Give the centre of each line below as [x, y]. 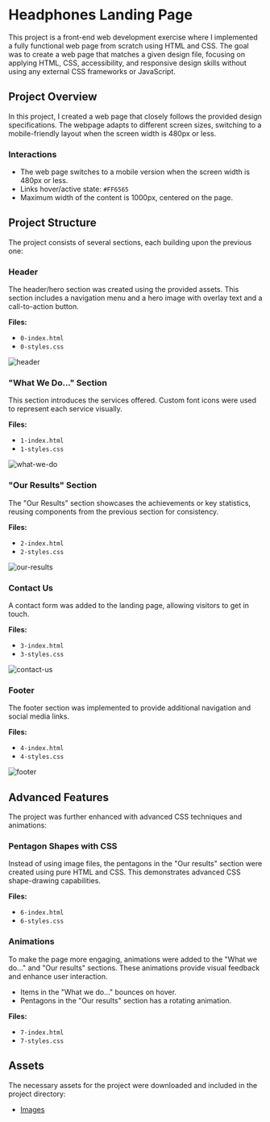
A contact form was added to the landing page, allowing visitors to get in [129, 606]
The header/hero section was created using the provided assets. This [124, 290]
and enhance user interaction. [58, 976]
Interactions [33, 154]
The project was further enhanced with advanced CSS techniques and [125, 817]
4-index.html [42, 749]
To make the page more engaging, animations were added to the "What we [133, 959]
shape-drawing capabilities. [54, 881]
